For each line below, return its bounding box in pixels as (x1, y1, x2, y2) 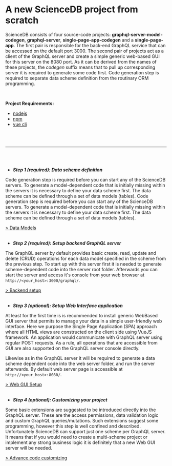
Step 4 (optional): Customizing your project (12, 396, 107, 403)
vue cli (12, 121, 27, 127)
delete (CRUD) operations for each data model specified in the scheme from (5, 255, 166, 261)
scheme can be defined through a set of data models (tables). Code (5, 193, 148, 199)
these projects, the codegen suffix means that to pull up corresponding (5, 64, 156, 70)
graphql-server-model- (112, 31, 163, 37)
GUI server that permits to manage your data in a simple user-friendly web (5, 318, 162, 324)
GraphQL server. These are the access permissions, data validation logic (5, 412, 159, 418)
